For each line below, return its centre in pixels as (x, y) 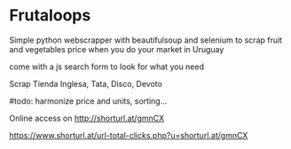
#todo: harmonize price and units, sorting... (88, 101)
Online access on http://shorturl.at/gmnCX (87, 118)
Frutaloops (50, 16)
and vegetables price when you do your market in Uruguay (117, 49)
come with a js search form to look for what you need (107, 67)
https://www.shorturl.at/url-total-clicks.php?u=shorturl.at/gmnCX (129, 135)
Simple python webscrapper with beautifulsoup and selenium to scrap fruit (145, 40)
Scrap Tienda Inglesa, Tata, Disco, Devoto (86, 83)
